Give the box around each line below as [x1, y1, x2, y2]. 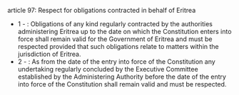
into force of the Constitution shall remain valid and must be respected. [17, 80, 227, 88]
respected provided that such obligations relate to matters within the [17, 43, 219, 50]
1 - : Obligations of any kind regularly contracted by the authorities [17, 20, 213, 28]
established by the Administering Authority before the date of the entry [17, 72, 227, 81]
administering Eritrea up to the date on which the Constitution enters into [17, 28, 232, 35]
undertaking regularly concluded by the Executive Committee [17, 65, 198, 73]
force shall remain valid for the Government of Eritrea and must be [17, 35, 213, 43]
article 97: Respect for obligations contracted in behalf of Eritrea [7, 6, 196, 14]
